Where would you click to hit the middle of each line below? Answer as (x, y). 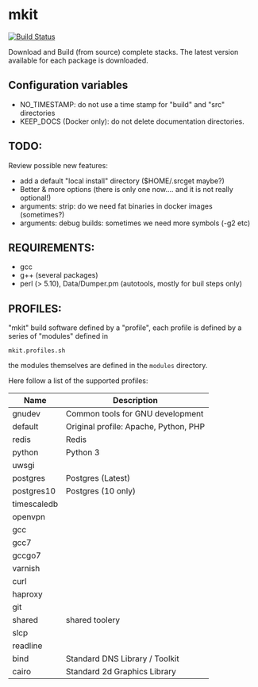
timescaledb (35, 504)
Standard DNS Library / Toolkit (123, 658)
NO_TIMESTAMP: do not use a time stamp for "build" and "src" (122, 104)
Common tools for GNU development (135, 414)
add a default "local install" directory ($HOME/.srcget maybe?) (122, 181)
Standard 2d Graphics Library (121, 672)
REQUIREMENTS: (52, 248)
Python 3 (83, 452)
